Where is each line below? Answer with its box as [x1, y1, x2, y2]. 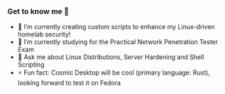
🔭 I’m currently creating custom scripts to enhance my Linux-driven [17, 23, 215, 31]
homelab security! [17, 30, 71, 38]
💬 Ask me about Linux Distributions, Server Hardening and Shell [17, 53, 204, 61]
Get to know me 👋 [7, 6, 70, 16]
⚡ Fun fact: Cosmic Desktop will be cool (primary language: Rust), [17, 68, 211, 77]
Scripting [17, 61, 45, 69]
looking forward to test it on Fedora [17, 78, 121, 88]
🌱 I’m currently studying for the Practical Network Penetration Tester [17, 38, 219, 46]
